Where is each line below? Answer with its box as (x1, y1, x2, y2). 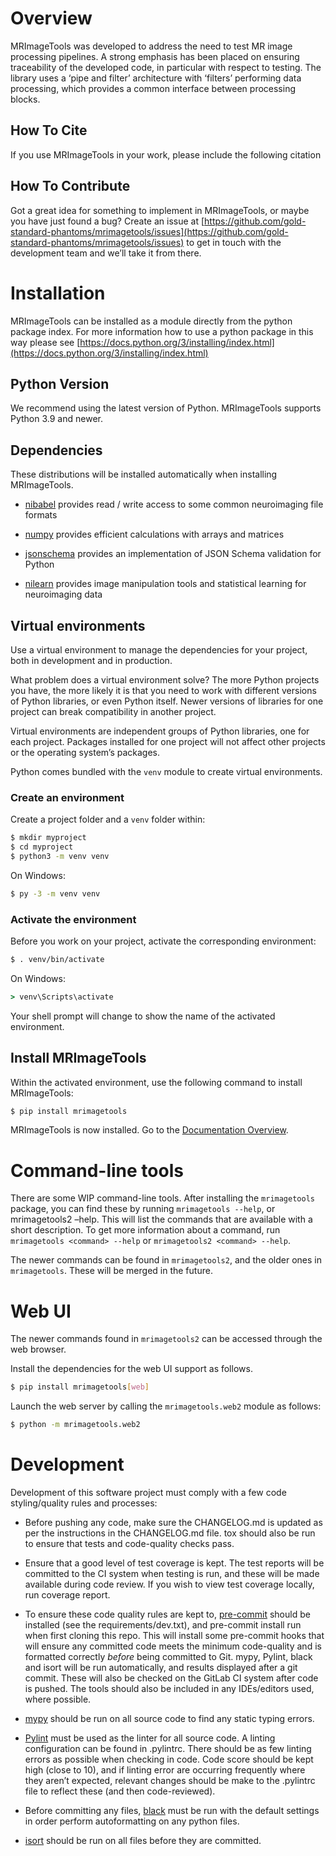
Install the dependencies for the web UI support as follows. (10, 1363, 253, 1375)
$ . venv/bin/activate (10, 955, 105, 965)
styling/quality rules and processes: (10, 1497, 158, 1509)
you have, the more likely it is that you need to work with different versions (10, 684, 317, 696)
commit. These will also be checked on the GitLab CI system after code (24, 1672, 319, 1684)
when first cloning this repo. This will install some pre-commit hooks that (24, 1630, 325, 1642)
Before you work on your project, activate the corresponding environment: (10, 935, 317, 947)
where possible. (24, 1693, 92, 1706)
